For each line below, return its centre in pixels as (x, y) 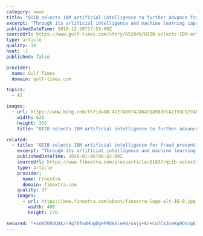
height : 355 (32, 123)
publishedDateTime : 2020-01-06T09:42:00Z (70, 157)
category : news (25, 12)
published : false (28, 57)
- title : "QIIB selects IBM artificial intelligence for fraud (93, 145)
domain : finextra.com (50, 185)
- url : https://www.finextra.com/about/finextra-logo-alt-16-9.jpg (109, 202)
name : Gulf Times (34, 73)
